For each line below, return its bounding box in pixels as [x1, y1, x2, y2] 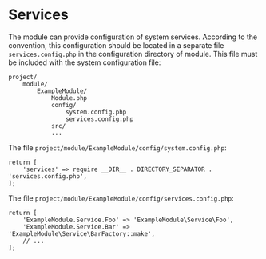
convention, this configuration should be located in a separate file [8, 40, 224, 50]
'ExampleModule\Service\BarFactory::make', [8, 229, 156, 237]
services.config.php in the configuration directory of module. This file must [8, 49, 258, 58]
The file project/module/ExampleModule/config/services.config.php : [8, 193, 234, 203]
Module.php [50, 94, 88, 102]
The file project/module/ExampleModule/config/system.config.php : [8, 142, 227, 153]
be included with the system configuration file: [8, 58, 161, 67]
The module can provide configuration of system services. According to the [8, 32, 258, 42]
